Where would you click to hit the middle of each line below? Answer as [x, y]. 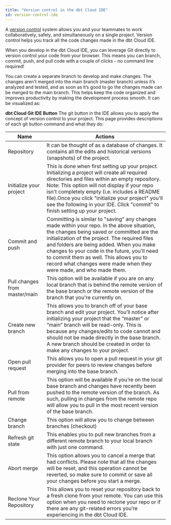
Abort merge [23, 468]
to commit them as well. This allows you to [97, 257]
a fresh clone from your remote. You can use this [105, 495]
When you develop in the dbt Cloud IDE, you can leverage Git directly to [80, 50]
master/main [23, 294]
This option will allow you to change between [100, 419]
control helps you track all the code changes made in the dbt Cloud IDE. [81, 40]
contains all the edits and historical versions [99, 151]
